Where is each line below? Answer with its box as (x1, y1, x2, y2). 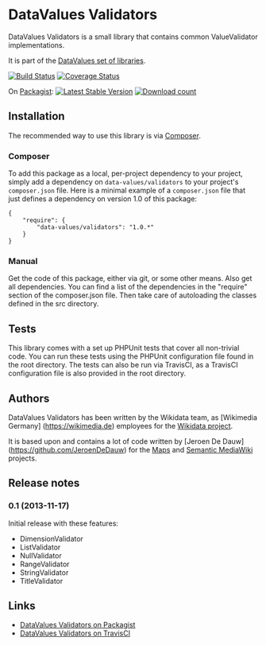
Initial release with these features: (8, 519, 119, 528)
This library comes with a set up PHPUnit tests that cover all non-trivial (8, 344, 240, 353)
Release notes (8, 476, 80, 490)
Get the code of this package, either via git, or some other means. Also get (8, 274, 253, 283)
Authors (8, 391, 50, 405)
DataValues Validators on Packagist (19, 620, 136, 630)
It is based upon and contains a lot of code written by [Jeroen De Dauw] (8, 436, 245, 446)
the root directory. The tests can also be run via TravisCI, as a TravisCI (8, 360, 238, 370)
